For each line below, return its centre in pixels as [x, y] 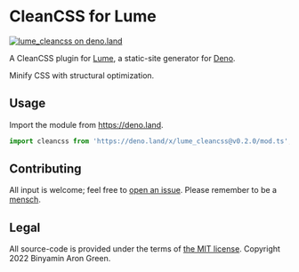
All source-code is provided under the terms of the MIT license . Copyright [145, 249]
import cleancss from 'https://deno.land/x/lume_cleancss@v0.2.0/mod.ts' [149, 141]
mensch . [25, 200]
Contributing [45, 169]
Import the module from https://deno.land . [86, 124]
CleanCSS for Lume [83, 16]
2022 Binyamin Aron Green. [60, 259]
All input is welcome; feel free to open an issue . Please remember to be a [143, 190]
